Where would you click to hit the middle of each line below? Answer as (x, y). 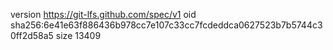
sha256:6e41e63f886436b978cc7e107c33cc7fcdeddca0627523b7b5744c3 (166, 25)
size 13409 (78, 35)
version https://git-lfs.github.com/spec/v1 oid (103, 14)
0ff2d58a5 (32, 35)
